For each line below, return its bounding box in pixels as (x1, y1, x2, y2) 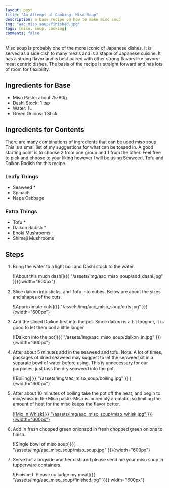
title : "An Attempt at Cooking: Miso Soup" (5, 12, 99, 17)
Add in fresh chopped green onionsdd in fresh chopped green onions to (12, 426, 163, 432)
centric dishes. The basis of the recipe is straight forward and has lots (17, 61, 163, 67)
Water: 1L (12, 105, 32, 111)
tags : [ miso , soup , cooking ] (5, 26, 67, 31)
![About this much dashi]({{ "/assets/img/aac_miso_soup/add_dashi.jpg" (12, 273, 163, 279)
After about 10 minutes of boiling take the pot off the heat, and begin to (12, 390, 161, 396)
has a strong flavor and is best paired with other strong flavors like (5, 56, 144, 61)
